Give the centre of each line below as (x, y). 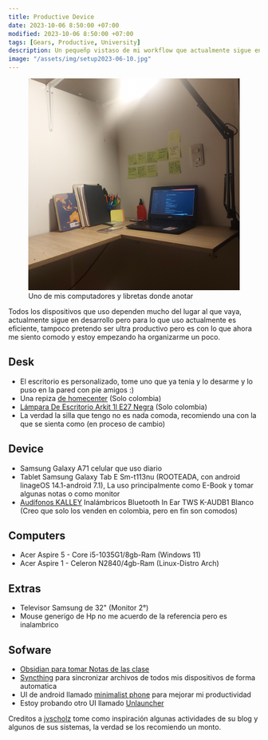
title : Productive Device (51, 17)
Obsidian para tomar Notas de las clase (85, 669)
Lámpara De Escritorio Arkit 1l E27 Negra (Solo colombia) (113, 407)
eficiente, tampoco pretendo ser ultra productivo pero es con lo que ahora (130, 328)
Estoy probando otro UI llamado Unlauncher (92, 703)
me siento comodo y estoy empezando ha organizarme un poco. (114, 337)
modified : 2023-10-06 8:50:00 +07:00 (71, 34)
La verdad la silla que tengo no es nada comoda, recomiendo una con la (138, 415)
